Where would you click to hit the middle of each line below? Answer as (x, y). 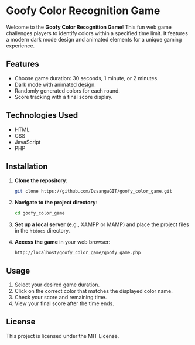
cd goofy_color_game (40, 213)
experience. (20, 46)
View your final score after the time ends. (64, 303)
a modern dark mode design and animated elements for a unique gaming (94, 39)
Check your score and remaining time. (61, 297)
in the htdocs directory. (42, 231)
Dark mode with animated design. (55, 84)
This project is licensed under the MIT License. (63, 336)
